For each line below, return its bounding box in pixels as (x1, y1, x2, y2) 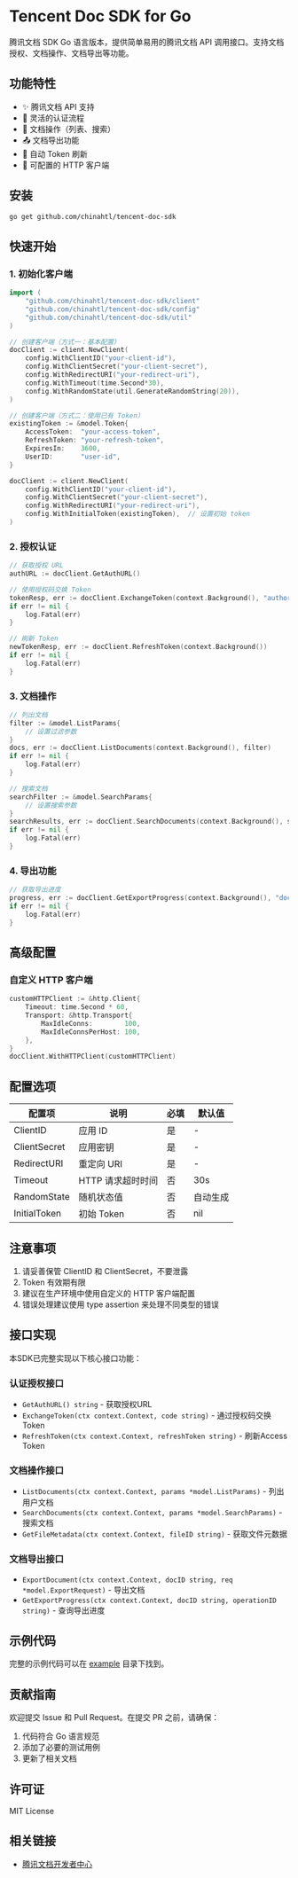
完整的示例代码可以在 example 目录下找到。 (9, 1658, 169, 1669)
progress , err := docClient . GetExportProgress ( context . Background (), (9, 894, 272, 903)
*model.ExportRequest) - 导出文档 (21, 1585, 145, 1595)
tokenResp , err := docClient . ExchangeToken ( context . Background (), (9, 593, 260, 602)
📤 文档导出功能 (21, 135, 80, 145)
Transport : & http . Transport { (25, 1011, 133, 1021)
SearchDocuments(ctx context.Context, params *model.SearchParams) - (21, 1507, 283, 1518)
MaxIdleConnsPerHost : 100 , (41, 1027, 141, 1037)
